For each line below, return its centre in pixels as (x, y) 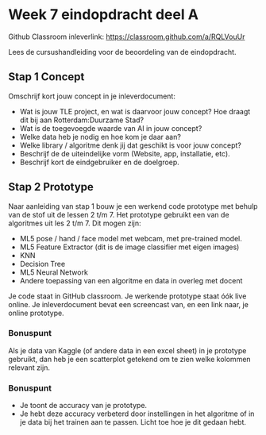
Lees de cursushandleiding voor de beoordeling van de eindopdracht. (122, 52)
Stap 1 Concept (46, 77)
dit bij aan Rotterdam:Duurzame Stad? (82, 120)
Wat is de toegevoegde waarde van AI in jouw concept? (111, 128)
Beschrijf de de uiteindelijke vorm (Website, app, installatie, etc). (125, 153)
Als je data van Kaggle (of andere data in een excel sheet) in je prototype (127, 350)
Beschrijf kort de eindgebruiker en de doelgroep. (100, 162)
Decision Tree (42, 264)
